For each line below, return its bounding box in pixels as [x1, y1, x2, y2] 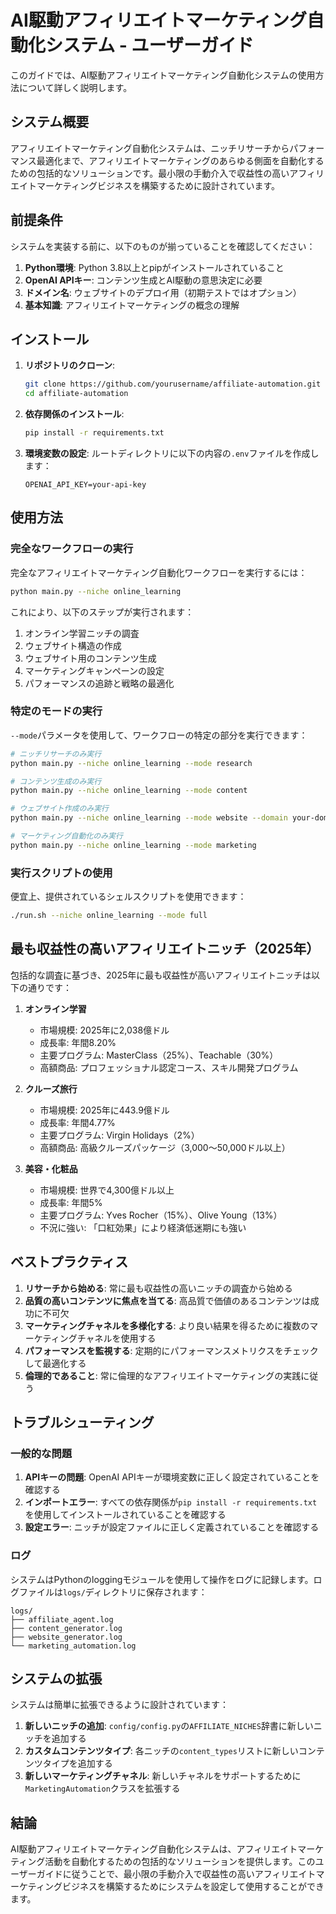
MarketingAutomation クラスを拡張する [24, 1782, 181, 1795]
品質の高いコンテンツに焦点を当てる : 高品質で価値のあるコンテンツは [24, 1294, 311, 1306]
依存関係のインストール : [24, 408, 125, 420]
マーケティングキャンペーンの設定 [24, 664, 165, 676]
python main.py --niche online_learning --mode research [10, 758, 253, 768]
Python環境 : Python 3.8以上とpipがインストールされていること [24, 261, 285, 273]
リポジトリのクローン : [24, 359, 116, 371]
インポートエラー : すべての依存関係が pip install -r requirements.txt [24, 1496, 318, 1508]
